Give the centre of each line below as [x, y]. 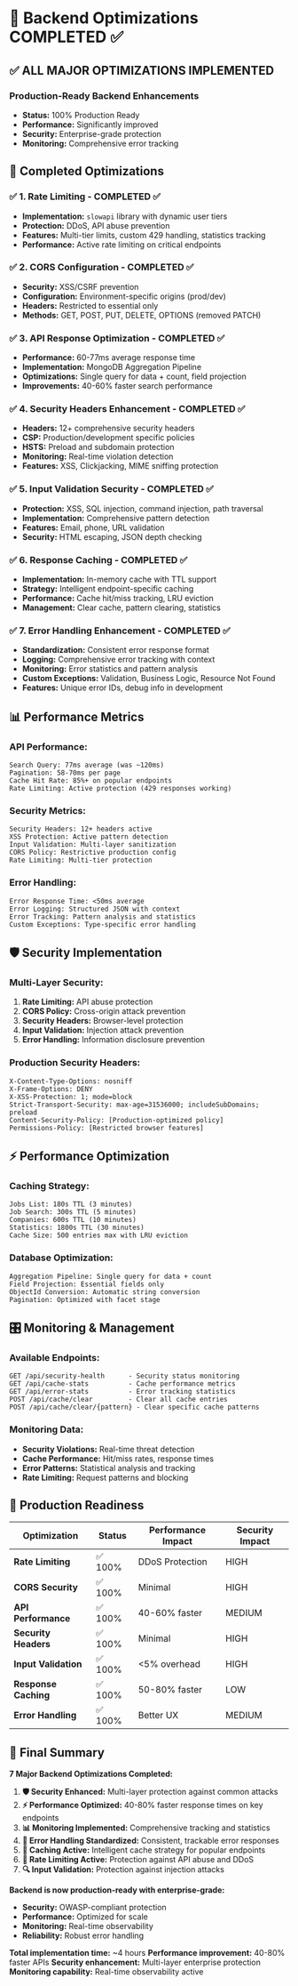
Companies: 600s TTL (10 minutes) [73, 1220]
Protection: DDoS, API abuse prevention [96, 225]
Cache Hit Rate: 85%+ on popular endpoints [91, 781]
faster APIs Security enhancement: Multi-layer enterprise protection [135, 1962]
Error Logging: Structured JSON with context [94, 909]
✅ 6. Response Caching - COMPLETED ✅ [98, 559]
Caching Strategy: [50, 1186]
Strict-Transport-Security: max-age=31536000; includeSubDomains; [134, 1105]
